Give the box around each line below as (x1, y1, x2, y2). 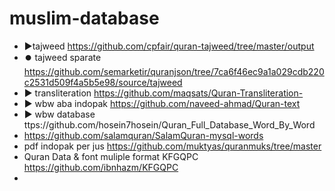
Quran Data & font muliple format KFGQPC (23, 150, 199, 162)
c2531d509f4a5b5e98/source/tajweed (23, 76, 183, 88)
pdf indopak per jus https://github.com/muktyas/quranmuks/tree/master (23, 140, 322, 152)
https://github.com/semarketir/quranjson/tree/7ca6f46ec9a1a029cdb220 (23, 65, 325, 77)
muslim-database (9, 7, 160, 30)
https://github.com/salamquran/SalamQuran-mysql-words (23, 129, 264, 141)
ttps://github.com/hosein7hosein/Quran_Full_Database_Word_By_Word (23, 118, 316, 131)
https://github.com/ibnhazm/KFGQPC (23, 161, 179, 173)
